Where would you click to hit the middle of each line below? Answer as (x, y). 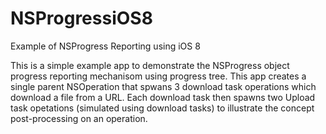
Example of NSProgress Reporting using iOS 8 (105, 46)
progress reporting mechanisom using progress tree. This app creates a (158, 76)
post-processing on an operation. (79, 118)
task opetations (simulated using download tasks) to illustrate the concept (162, 108)
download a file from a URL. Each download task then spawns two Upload (163, 97)
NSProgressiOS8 (81, 18)
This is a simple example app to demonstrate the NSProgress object (150, 65)
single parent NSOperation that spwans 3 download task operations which (163, 86)
